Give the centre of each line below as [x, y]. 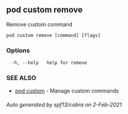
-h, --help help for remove [49, 63]
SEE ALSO [21, 78]
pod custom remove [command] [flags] [53, 35]
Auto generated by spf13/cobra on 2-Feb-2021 [64, 105]
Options [18, 50]
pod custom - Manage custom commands [67, 91]
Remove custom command [39, 24]
